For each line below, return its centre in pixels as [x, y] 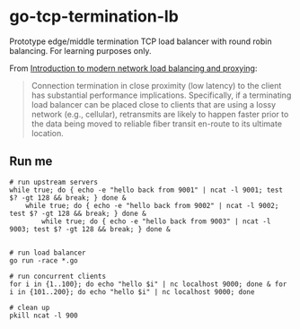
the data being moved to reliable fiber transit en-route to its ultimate [157, 124]
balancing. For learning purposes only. [80, 50]
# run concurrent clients [57, 276]
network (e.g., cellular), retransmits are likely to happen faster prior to [160, 114]
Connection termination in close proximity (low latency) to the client [156, 85]
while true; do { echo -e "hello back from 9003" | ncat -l [156, 221]
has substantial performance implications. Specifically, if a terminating [161, 95]
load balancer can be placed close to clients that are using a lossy [154, 104]
